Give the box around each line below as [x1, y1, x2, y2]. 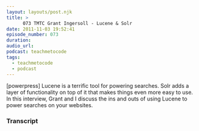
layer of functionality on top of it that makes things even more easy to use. [6, 89, 194, 96]
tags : [6, 54, 20, 60]
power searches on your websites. [6, 102, 93, 109]
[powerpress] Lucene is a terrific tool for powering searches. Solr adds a [6, 82, 189, 90]
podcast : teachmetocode [6, 49, 67, 55]
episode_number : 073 [6, 32, 59, 38]
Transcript [6, 117, 38, 126]
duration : [6, 37, 32, 43]
